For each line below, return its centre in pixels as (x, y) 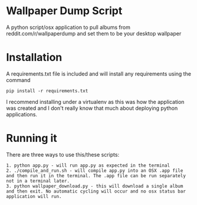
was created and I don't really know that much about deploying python (92, 108)
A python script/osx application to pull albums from (68, 27)
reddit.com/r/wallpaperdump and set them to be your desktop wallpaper (94, 33)
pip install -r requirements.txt (47, 91)
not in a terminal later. (38, 181)
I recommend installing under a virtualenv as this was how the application (95, 102)
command (18, 80)
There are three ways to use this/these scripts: (63, 154)
